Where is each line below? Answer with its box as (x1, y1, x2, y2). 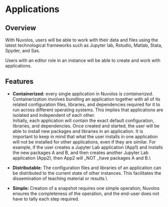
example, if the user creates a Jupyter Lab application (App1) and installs (12, 144, 163, 150)
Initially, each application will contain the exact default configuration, (12, 117, 154, 123)
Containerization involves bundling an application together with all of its (12, 96, 160, 102)
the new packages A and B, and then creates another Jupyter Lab (12, 150, 149, 156)
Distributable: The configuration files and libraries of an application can (12, 165, 161, 171)
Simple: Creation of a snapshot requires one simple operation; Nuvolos (12, 185, 159, 191)
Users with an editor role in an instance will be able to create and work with (5, 57, 160, 63)
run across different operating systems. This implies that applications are (12, 107, 163, 113)
